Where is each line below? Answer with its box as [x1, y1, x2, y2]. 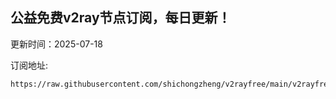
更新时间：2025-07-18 [10, 38, 103, 50]
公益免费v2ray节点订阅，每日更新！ [10, 9, 232, 27]
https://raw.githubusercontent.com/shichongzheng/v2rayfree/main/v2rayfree [10, 79, 333, 89]
